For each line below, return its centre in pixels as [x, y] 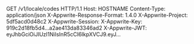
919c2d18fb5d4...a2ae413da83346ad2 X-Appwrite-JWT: [77, 28]
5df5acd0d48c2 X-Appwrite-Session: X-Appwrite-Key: [74, 21]
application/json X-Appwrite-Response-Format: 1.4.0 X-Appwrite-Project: [97, 15]
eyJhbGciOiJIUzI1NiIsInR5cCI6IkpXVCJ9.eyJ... [64, 34]
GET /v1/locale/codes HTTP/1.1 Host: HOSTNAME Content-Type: [86, 9]
